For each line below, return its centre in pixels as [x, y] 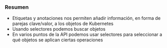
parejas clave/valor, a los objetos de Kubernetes [63, 23]
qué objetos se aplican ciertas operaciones [57, 40]
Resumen [17, 7]
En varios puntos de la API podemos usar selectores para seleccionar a [87, 35]
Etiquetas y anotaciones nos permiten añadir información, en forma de [86, 18]
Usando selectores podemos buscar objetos [59, 29]
